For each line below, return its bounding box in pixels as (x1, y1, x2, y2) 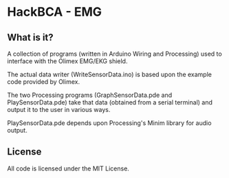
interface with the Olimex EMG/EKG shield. (7, 57, 128, 65)
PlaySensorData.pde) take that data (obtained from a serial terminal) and (7, 98, 213, 107)
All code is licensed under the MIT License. (7, 164, 129, 173)
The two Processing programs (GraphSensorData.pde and (7, 91, 173, 99)
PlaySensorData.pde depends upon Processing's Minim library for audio (7, 119, 212, 127)
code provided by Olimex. (7, 78, 80, 86)
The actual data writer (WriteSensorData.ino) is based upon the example (7, 70, 212, 78)
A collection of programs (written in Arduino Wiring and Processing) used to (7, 49, 222, 58)
